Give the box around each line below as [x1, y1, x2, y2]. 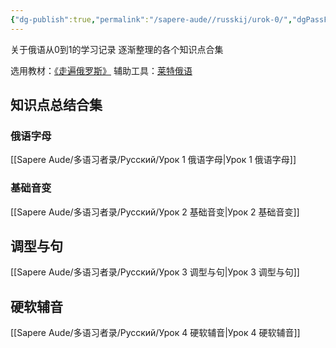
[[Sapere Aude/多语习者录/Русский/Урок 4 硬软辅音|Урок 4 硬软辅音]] [10, 327, 301, 339]
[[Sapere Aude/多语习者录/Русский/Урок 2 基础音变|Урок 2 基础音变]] [10, 206, 300, 218]
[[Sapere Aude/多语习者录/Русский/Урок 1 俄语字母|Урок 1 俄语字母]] [10, 154, 297, 166]
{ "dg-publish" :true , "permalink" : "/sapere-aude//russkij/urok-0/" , [10, 14, 293, 25]
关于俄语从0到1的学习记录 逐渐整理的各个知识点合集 [10, 43, 224, 55]
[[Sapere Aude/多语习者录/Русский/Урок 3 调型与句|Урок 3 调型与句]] [10, 266, 300, 278]
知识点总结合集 [10, 97, 103, 114]
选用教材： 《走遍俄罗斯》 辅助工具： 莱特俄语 [10, 64, 193, 76]
